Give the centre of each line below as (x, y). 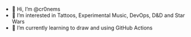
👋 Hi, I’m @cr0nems (36, 9)
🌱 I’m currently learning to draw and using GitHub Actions (82, 28)
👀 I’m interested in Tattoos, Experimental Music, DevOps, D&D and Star (98, 15)
